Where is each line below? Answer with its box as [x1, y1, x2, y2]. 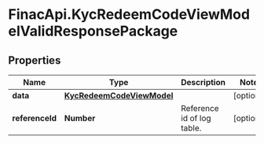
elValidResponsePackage [8, 22, 178, 40]
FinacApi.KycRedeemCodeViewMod [8, 6, 250, 24]
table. [180, 123, 202, 133]
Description [180, 77, 226, 87]
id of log [180, 113, 211, 124]
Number [64, 113, 96, 124]
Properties [8, 54, 61, 67]
